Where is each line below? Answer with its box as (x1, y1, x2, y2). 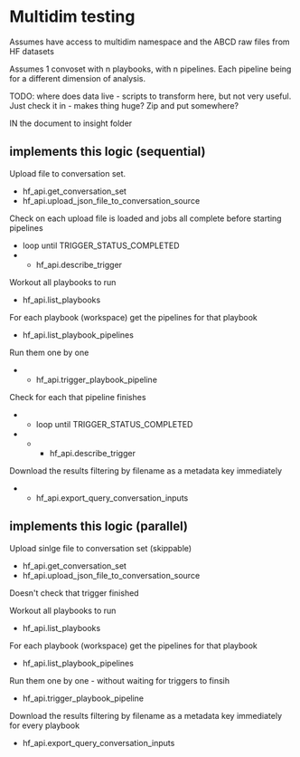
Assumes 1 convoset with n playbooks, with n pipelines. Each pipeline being (9, 63, 292, 74)
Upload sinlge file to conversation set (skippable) (9, 542, 192, 553)
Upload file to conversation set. (9, 168, 127, 178)
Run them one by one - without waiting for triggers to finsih (9, 675, 230, 685)
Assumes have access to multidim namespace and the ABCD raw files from (9, 36, 291, 47)
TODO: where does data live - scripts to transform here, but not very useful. (9, 91, 292, 101)
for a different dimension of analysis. (9, 72, 146, 83)
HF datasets (9, 45, 54, 56)
